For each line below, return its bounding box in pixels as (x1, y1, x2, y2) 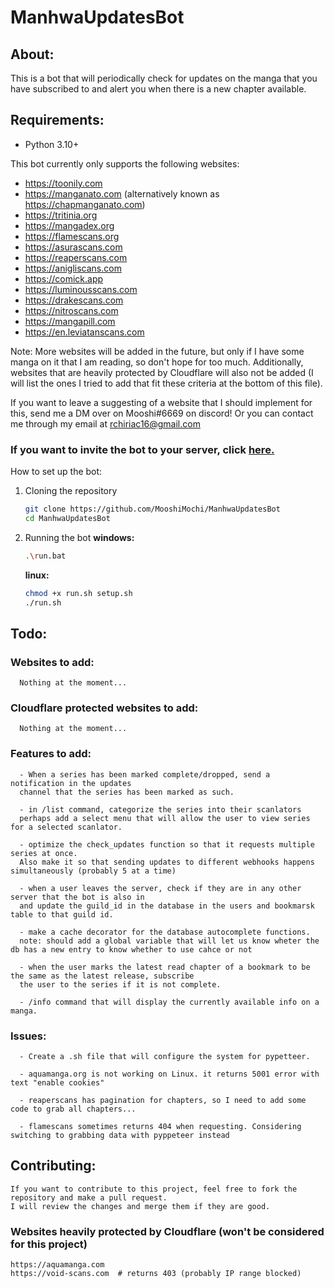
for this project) (10, 1237, 88, 1251)
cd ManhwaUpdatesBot (24, 513, 111, 523)
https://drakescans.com (24, 294, 124, 306)
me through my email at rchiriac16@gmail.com (10, 417, 201, 430)
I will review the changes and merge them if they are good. (10, 1201, 271, 1211)
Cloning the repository (24, 485, 118, 497)
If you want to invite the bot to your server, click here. (10, 442, 275, 456)
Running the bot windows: (24, 531, 135, 543)
